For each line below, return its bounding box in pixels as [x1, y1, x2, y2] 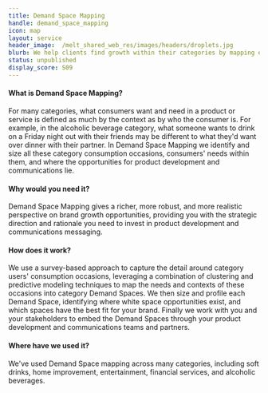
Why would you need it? [8, 184, 90, 193]
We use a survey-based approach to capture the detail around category [8, 263, 244, 272]
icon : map [8, 26, 41, 34]
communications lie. [8, 165, 74, 175]
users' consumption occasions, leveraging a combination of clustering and [8, 272, 254, 281]
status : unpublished [8, 57, 77, 65]
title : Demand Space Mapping [8, 11, 105, 20]
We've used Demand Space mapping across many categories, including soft [8, 359, 259, 368]
